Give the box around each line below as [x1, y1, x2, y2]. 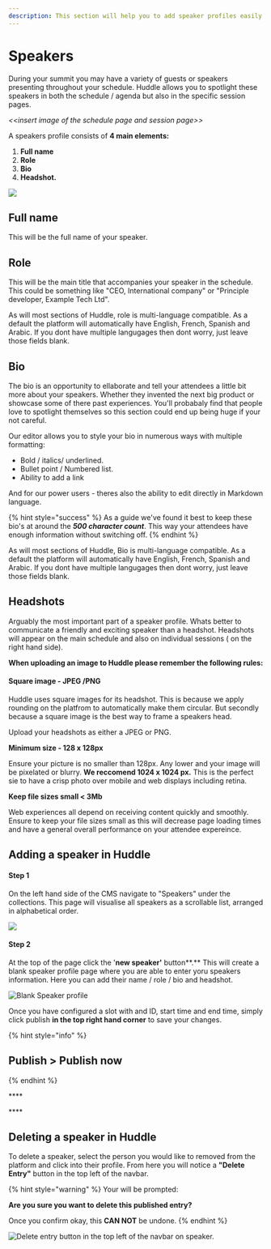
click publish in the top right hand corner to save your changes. [8, 1014, 222, 1025]
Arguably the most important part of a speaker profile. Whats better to [8, 616, 242, 626]
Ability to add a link [19, 473, 85, 482]
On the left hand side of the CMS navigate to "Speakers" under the [8, 889, 231, 898]
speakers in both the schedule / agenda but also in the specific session [8, 91, 246, 100]
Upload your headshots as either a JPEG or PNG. [8, 727, 171, 737]
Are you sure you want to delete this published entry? [8, 1200, 193, 1210]
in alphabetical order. [8, 906, 79, 915]
